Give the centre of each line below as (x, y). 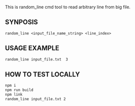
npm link (14, 95)
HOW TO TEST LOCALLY (43, 74)
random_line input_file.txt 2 (36, 99)
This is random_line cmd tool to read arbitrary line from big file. (68, 7)
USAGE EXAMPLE (32, 48)
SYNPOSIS (22, 22)
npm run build (19, 90)
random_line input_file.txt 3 (37, 59)
